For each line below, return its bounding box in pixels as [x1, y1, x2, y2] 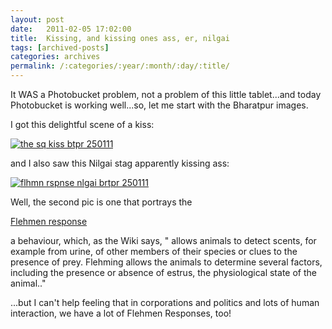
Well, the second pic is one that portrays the [10, 196, 193, 208]
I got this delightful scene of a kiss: [10, 119, 155, 130]
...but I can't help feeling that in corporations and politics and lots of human [10, 297, 320, 308]
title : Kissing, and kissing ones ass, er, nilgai [10, 33, 230, 43]
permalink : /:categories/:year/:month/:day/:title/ [10, 61, 230, 71]
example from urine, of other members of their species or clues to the [10, 246, 298, 257]
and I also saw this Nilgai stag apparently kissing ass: [10, 157, 230, 169]
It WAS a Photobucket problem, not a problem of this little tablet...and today [10, 89, 322, 100]
